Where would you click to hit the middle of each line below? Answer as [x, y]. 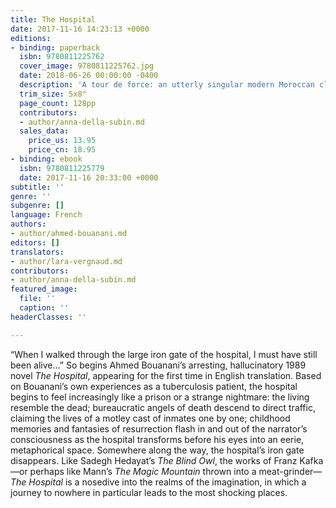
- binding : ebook [46, 159]
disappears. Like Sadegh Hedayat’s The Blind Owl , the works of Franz [154, 460]
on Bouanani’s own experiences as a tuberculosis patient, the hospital [154, 386]
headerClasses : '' [48, 317]
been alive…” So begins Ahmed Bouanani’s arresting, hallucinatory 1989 [158, 365]
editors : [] [35, 242]
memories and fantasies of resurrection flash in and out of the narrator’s [159, 428]
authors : [28, 224]
